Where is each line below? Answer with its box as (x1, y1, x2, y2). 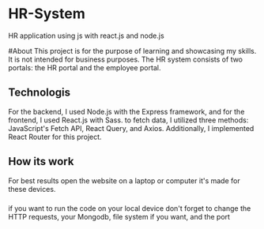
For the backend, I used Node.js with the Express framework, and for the (8, 107, 245, 116)
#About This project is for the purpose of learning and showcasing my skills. (8, 46, 257, 55)
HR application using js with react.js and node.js (8, 31, 164, 40)
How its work (8, 155, 74, 168)
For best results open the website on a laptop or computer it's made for (8, 175, 240, 186)
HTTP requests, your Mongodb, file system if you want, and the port (8, 212, 231, 222)
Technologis (8, 86, 71, 99)
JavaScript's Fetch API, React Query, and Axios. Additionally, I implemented (8, 123, 255, 133)
